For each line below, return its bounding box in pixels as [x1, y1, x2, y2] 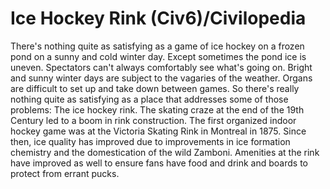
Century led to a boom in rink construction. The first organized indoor [10, 114, 297, 126]
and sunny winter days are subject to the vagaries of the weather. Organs [10, 72, 313, 84]
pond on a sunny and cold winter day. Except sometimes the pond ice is [10, 50, 307, 62]
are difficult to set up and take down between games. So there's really [10, 82, 300, 94]
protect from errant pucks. [10, 167, 120, 179]
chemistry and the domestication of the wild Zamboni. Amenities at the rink [10, 146, 320, 158]
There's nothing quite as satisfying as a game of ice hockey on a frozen [10, 40, 305, 52]
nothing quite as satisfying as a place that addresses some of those [10, 93, 289, 105]
